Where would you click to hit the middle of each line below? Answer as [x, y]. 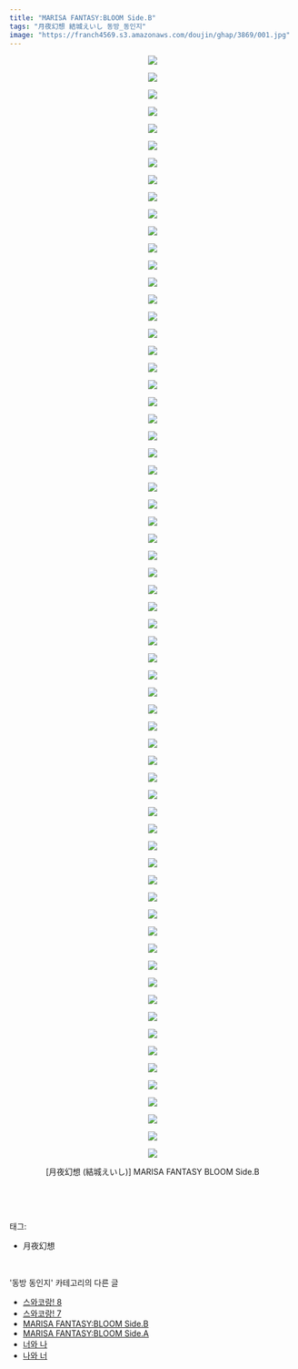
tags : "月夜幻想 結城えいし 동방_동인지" [78, 26]
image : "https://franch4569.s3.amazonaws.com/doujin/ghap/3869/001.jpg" [150, 35]
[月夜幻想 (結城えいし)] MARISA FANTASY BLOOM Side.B [153, 1172]
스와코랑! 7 [42, 1313]
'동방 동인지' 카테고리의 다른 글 [64, 1283]
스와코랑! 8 [42, 1303]
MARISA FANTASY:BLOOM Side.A [86, 1333]
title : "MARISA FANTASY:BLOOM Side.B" [83, 18]
